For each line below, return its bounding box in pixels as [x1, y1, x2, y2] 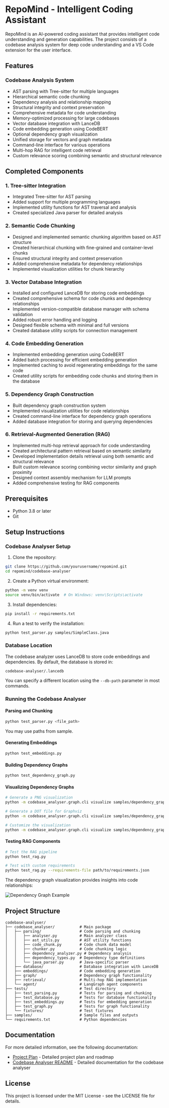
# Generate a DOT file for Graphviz [5, 809, 82, 814]
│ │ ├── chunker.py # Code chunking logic [5, 946, 127, 951]
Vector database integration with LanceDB [12, 120, 101, 127]
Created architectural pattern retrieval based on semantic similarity [12, 448, 152, 454]
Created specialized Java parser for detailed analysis [12, 210, 123, 216]
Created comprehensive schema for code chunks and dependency [12, 295, 152, 301]
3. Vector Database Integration [5, 278, 82, 285]
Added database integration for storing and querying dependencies [12, 418, 152, 424]
